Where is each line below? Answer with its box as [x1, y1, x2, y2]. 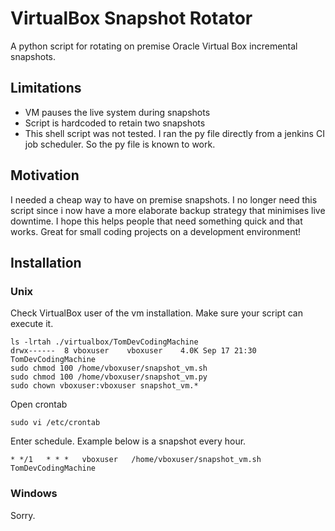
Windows [10, 487, 58, 501]
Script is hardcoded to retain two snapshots [24, 117, 206, 129]
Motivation [10, 167, 80, 184]
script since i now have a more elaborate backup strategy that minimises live [10, 204, 326, 216]
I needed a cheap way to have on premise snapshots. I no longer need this [10, 193, 318, 206]
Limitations [10, 80, 82, 97]
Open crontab [10, 398, 68, 411]
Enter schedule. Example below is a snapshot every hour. [10, 435, 247, 447]
